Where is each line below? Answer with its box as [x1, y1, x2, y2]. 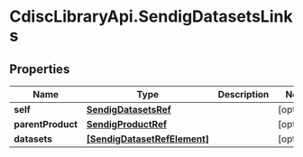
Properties [9, 61, 70, 77]
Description [217, 88, 270, 100]
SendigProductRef [86, 118, 168, 130]
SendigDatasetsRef [86, 104, 171, 115]
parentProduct [14, 118, 78, 130]
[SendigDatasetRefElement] [86, 133, 209, 145]
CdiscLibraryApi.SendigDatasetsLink [9, 6, 293, 27]
